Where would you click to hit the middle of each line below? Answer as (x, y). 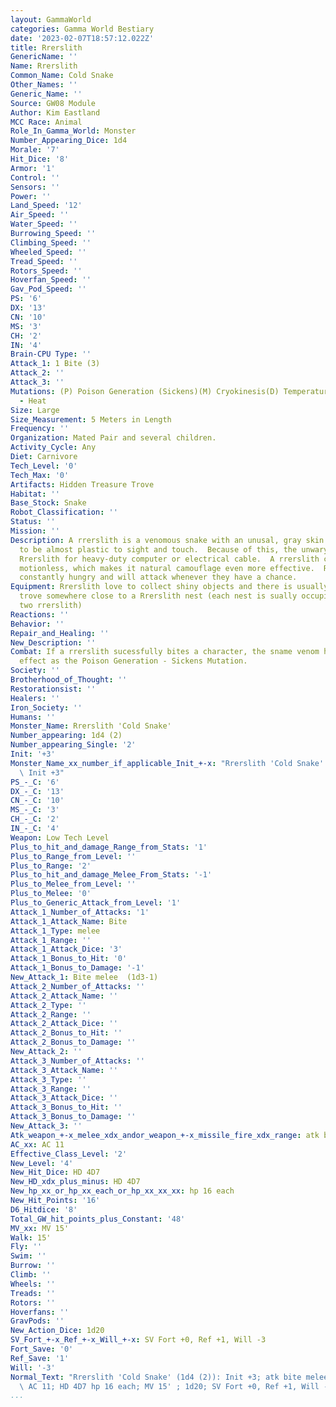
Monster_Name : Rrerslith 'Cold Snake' (91, 726)
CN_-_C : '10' (37, 801)
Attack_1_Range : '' (51, 940)
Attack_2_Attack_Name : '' (64, 996)
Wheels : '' (33, 1284)
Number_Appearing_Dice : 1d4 (69, 141)
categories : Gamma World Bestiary (82, 29)
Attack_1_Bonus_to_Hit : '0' (69, 959)
